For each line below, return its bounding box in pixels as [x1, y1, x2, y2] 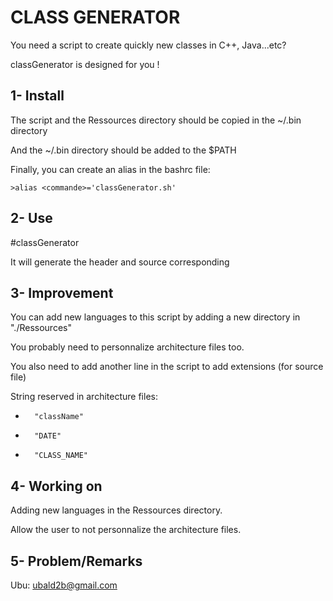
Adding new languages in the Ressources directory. [10, 504, 223, 516]
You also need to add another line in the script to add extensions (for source [10, 361, 324, 373]
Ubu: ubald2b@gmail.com [10, 579, 118, 591]
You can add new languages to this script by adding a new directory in [10, 311, 301, 323]
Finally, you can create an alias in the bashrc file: [10, 163, 211, 175]
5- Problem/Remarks [10, 552, 143, 570]
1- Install [10, 87, 65, 105]
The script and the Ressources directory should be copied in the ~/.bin [10, 114, 302, 126]
